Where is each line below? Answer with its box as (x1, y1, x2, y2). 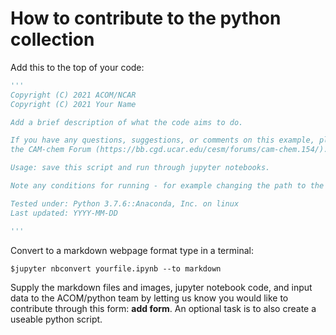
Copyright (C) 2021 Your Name (10, 99, 137, 109)
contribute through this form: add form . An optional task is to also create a (10, 302, 317, 314)
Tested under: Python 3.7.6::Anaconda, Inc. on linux (10, 198, 240, 209)
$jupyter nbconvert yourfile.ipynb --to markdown (10, 263, 222, 274)
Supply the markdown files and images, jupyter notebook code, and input (10, 281, 313, 293)
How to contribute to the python (10, 7, 282, 30)
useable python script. (10, 313, 103, 325)
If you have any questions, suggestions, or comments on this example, (10, 135, 315, 146)
